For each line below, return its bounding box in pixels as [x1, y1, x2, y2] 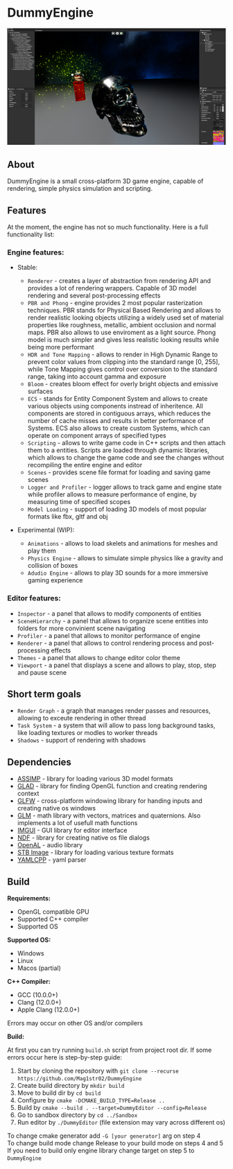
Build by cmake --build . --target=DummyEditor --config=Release [17, 1104, 207, 1112]
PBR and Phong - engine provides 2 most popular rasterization [27, 299, 203, 307]
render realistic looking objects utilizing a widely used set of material [27, 313, 224, 322]
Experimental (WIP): [17, 526, 75, 535]
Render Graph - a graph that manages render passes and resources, [17, 707, 211, 715]
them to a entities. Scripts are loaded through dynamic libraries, [27, 446, 209, 455]
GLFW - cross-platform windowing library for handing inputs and [17, 797, 202, 805]
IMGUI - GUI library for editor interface [17, 826, 128, 835]
